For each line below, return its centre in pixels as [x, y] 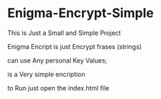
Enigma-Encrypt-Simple [81, 13]
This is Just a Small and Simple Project [64, 33]
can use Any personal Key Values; [57, 60]
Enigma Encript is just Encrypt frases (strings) [75, 46]
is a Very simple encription [46, 74]
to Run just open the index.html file [58, 88]
